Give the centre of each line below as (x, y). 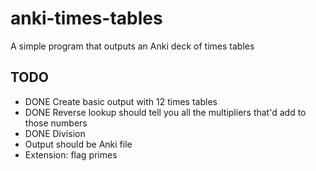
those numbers (56, 123)
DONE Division (55, 133)
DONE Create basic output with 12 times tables (121, 101)
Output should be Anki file (78, 144)
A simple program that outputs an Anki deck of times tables (132, 46)
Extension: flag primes (71, 154)
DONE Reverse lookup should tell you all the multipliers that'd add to (165, 112)
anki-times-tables (86, 18)
